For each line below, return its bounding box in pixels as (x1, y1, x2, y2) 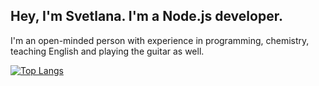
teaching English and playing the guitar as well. (10, 45, 205, 57)
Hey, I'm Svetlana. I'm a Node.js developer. (10, 8, 283, 25)
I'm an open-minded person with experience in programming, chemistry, (10, 34, 310, 46)
